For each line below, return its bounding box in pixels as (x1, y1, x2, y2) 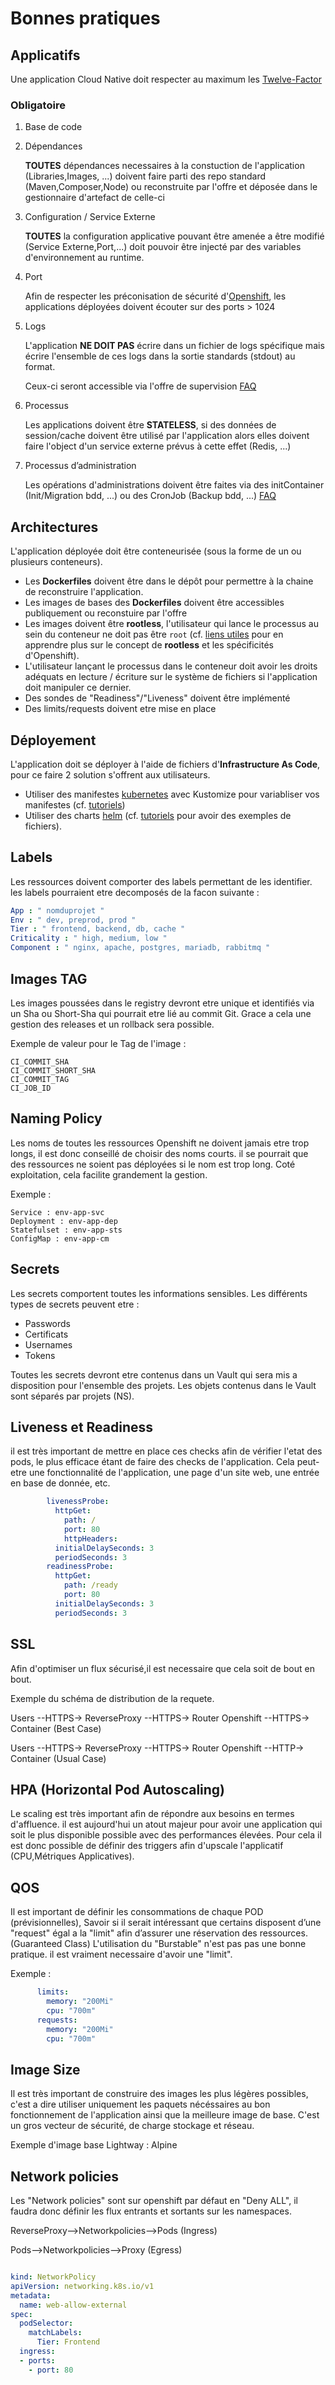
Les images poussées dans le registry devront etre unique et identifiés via (10, 997, 315, 1009)
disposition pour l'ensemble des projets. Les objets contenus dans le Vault (10, 1379, 317, 1391)
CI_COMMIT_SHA (10, 1057, 70, 1067)
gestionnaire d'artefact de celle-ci (24, 192, 165, 204)
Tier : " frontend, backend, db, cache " (10, 924, 186, 934)
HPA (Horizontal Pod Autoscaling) (10, 1781, 226, 1798)
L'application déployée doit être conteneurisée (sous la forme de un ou (10, 545, 302, 557)
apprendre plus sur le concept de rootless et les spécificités (24, 639, 274, 651)
